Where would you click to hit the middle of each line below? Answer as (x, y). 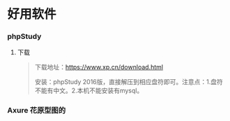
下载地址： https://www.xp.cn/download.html (99, 67)
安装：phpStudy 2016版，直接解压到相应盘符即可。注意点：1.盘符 (129, 82)
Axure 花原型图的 (37, 111)
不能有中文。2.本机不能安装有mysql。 (89, 90)
